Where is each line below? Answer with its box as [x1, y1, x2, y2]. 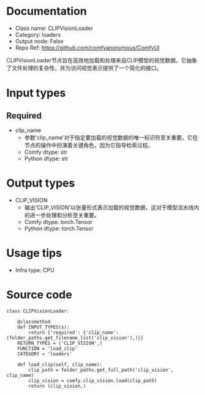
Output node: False [15, 37, 64, 45]
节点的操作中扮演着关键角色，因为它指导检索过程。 [24, 141, 154, 149]
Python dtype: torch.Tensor [24, 224, 94, 232]
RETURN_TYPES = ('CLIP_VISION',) [17, 340, 103, 346]
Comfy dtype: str [24, 148, 67, 155]
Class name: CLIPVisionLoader [15, 24, 94, 32]
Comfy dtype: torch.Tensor [24, 218, 93, 226]
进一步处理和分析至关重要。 [29, 211, 100, 218]
